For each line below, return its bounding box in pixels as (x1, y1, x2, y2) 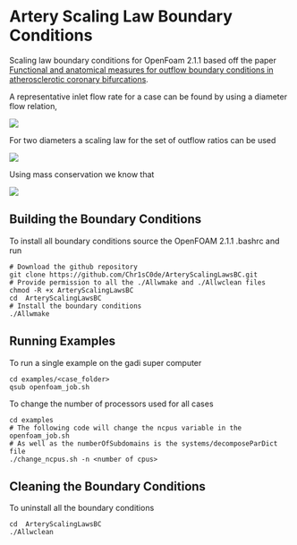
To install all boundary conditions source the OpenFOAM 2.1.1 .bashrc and (9, 235, 280, 246)
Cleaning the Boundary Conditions (9, 479, 206, 494)
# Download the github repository (9, 262, 139, 271)
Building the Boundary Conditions (9, 212, 202, 227)
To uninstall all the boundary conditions (9, 503, 155, 514)
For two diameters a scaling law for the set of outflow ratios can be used (9, 134, 276, 145)
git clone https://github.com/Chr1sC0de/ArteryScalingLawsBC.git (9, 270, 258, 279)
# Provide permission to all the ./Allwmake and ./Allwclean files (9, 277, 267, 287)
